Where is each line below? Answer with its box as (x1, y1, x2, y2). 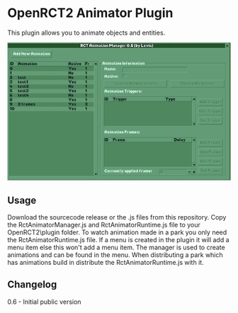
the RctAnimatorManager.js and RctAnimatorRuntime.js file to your (7, 220, 200, 229)
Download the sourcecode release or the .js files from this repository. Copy (7, 212, 227, 221)
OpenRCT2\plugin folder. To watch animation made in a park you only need (7, 228, 227, 237)
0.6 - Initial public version (7, 297, 81, 306)
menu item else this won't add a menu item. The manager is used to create (7, 243, 225, 251)
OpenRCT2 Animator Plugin (7, 5, 174, 21)
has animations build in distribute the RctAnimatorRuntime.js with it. (7, 258, 204, 266)
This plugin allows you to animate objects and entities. (7, 28, 166, 37)
